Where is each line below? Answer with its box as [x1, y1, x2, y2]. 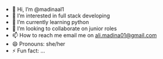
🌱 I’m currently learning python [11, 19, 89, 25]
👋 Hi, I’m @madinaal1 [11, 6, 65, 13]
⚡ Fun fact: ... [11, 47, 45, 54]
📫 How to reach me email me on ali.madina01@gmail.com [11, 32, 157, 39]
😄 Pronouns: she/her [11, 40, 65, 48]
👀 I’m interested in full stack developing [11, 12, 110, 19]
